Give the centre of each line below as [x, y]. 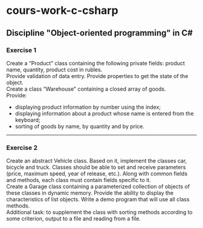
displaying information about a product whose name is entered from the [105, 113]
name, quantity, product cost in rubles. [54, 70]
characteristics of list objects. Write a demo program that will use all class [98, 200]
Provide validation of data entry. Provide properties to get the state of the [97, 76]
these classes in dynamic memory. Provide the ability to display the [90, 193]
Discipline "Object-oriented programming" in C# [100, 33]
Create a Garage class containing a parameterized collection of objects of [98, 187]
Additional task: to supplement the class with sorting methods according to [100, 212]
